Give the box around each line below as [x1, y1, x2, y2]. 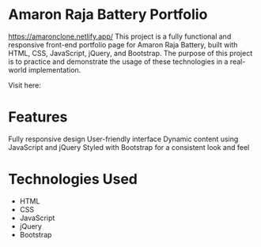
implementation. [28, 65, 81, 74]
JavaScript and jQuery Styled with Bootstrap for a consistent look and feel [8, 142, 250, 152]
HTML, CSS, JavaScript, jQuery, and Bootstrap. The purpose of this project [8, 48, 253, 58]
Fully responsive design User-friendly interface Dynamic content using [8, 134, 239, 144]
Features [8, 108, 68, 126]
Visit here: [8, 80, 42, 90]
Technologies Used [8, 170, 138, 189]
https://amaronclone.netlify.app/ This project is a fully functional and [8, 32, 232, 41]
